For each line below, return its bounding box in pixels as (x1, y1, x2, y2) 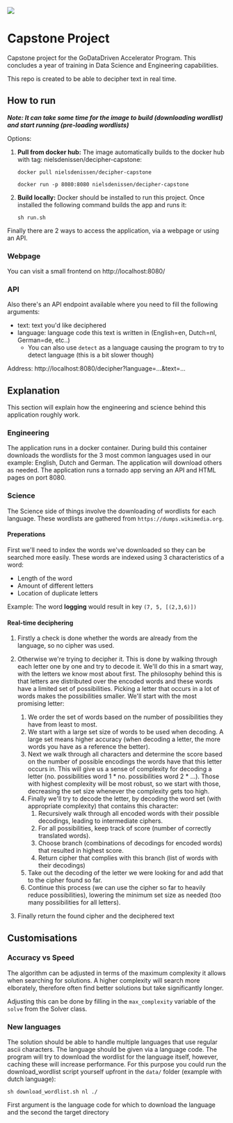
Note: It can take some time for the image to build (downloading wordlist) (7, 113, 224, 121)
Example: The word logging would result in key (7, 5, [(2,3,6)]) (7, 602, 197, 611)
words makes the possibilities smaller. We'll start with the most (17, 692, 197, 701)
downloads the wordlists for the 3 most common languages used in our (7, 451, 211, 460)
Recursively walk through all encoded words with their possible (38, 810, 220, 818)
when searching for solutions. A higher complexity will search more (7, 976, 200, 984)
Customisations (7, 932, 78, 944)
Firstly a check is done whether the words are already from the (17, 634, 198, 642)
